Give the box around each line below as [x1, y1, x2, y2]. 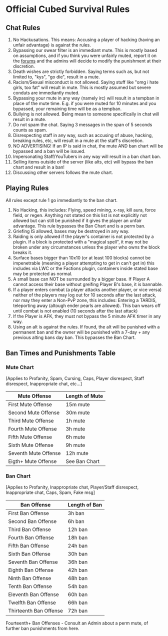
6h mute [65, 433, 85, 440]
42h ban [67, 566, 88, 573]
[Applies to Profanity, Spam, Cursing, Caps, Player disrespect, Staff [5, 375, 144, 381]
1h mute [65, 417, 85, 424]
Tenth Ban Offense [8, 582, 52, 589]
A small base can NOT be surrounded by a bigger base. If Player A [12, 276, 150, 282]
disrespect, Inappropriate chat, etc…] [5, 380, 82, 386]
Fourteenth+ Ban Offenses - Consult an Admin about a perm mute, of [5, 620, 148, 626]
